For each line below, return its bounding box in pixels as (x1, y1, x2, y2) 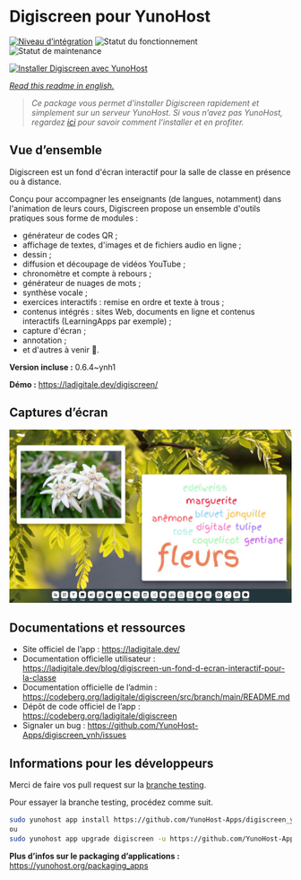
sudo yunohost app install (9, 815, 110, 824)
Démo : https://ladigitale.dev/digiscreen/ (9, 379, 159, 389)
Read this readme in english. (9, 80, 115, 91)
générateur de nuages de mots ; (21, 277, 142, 288)
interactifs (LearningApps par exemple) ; (21, 316, 172, 327)
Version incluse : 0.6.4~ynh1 (9, 362, 116, 372)
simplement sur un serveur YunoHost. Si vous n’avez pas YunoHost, (30, 107, 284, 118)
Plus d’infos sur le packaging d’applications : (9, 850, 180, 861)
